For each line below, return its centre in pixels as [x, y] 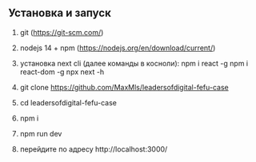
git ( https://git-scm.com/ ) [62, 32]
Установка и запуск [60, 13]
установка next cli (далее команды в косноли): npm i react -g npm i [134, 63]
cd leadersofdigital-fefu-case [68, 102]
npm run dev [41, 133]
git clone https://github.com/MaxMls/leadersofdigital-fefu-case [124, 87]
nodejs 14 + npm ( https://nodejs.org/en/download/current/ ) [118, 48]
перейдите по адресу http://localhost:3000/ [94, 149]
